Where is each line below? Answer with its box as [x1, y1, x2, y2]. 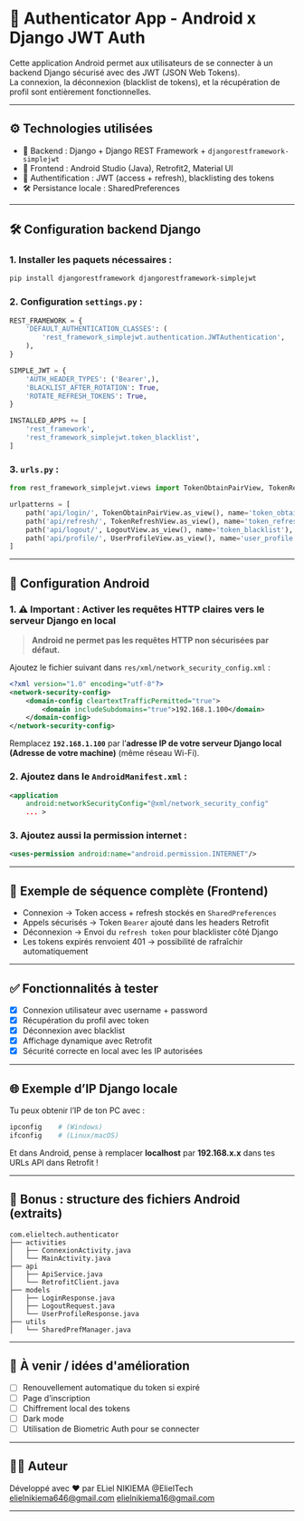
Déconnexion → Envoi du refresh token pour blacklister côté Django [22, 926, 279, 937]
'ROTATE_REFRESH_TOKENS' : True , [25, 392, 147, 401]
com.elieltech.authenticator [9, 1230, 119, 1239]
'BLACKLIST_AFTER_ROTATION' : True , [25, 383, 160, 392]
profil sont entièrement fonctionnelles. [9, 86, 152, 97]
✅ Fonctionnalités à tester [9, 981, 158, 996]
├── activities [9, 1237, 67, 1247]
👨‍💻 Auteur [9, 1458, 68, 1474]
